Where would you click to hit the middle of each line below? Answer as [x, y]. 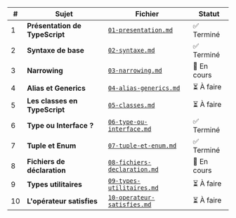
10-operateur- [131, 197]
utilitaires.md [133, 188]
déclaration [46, 170]
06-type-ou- [128, 122]
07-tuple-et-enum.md [142, 146]
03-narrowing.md [135, 71]
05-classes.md [131, 105]
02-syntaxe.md [131, 50]
